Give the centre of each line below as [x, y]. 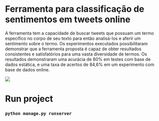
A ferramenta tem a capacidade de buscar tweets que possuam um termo [79, 33]
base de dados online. [27, 69]
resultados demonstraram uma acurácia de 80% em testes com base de [78, 59]
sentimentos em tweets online [68, 19]
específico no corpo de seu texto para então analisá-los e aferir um [73, 38]
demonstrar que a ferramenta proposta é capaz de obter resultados [73, 49]
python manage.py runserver [38, 114]
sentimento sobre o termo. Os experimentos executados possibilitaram [76, 43]
